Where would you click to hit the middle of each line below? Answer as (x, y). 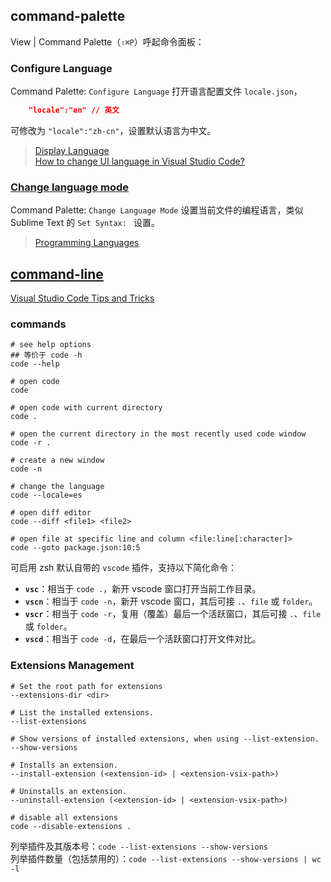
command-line (57, 274)
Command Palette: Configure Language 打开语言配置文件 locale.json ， (156, 91)
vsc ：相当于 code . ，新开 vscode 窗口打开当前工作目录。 (143, 589)
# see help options (51, 345)
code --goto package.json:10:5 (75, 548)
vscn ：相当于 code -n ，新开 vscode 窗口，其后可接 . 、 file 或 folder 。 (171, 601)
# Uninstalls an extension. (69, 791)
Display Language (72, 150)
